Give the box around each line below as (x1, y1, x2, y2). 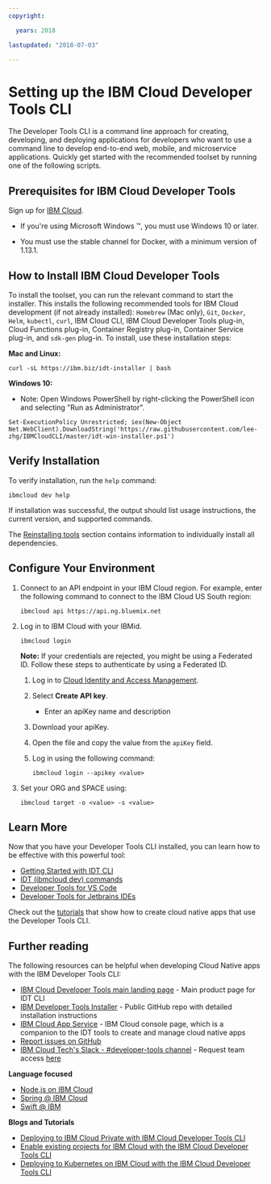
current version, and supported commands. (8, 514, 153, 523)
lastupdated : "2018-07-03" (8, 41, 99, 49)
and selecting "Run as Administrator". (19, 402, 145, 412)
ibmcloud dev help (8, 491, 70, 499)
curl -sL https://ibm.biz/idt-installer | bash (8, 364, 172, 372)
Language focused (8, 1069, 73, 1079)
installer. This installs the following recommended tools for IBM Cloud (8, 298, 239, 308)
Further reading (8, 939, 89, 953)
